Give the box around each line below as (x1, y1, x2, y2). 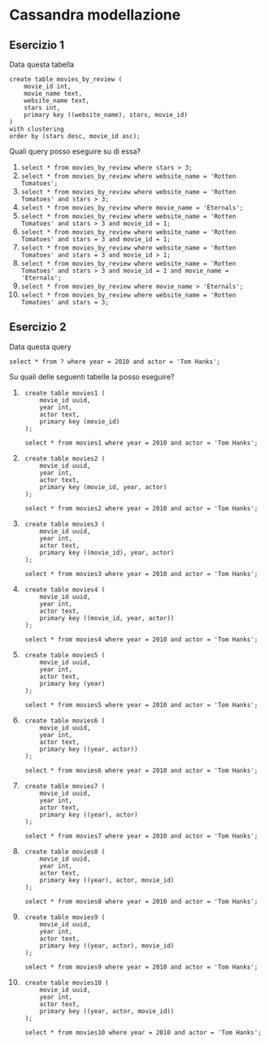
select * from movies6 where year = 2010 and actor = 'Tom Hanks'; (24, 766, 258, 774)
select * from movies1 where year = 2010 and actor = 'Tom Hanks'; (24, 439, 258, 447)
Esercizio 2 (9, 320, 67, 334)
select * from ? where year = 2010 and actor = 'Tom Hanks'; (9, 358, 221, 366)
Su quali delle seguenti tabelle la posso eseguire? (9, 371, 175, 381)
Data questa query (9, 341, 72, 351)
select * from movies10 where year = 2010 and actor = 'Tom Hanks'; (24, 1028, 262, 1037)
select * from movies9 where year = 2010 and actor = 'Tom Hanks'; (24, 963, 258, 971)
